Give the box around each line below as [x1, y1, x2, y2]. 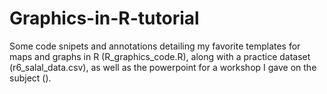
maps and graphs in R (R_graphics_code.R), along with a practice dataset [9, 50, 311, 62]
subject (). [9, 72, 52, 84]
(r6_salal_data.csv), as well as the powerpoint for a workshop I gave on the [9, 61, 317, 73]
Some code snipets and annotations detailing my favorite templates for [9, 40, 301, 52]
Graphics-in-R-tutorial [9, 7, 200, 30]
